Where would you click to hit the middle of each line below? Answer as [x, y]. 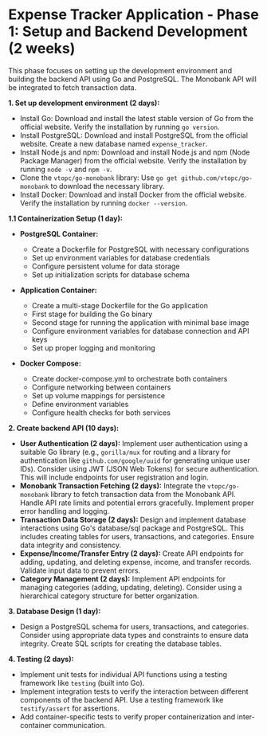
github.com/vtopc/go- [216, 178]
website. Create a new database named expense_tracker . [114, 143]
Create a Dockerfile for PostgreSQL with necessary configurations [140, 249]
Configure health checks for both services [101, 413]
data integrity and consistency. [71, 545]
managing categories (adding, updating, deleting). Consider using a [131, 587]
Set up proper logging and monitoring [93, 347]
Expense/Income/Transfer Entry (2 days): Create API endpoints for [132, 553]
